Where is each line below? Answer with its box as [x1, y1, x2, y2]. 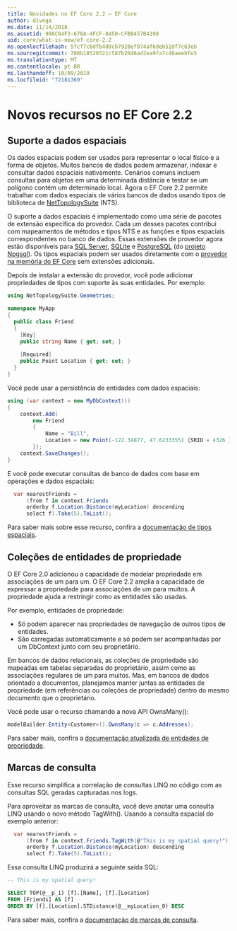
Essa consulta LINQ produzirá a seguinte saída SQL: [7, 863, 159, 872]
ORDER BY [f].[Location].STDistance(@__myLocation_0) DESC [7, 903, 185, 910]
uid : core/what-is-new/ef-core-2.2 [7, 37, 112, 44]
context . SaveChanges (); [20, 450, 90, 457]
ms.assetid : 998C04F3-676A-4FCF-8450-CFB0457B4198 [7, 30, 159, 37]
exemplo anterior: [7, 816, 59, 825]
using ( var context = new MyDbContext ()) [7, 397, 131, 404]
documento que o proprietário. [7, 693, 97, 702]
